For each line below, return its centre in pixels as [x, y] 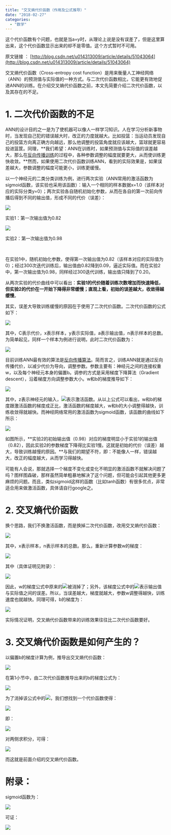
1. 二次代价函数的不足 [50, 114]
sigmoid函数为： [22, 797]
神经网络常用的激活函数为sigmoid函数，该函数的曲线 [100, 412]
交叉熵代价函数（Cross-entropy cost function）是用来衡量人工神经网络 [80, 73]
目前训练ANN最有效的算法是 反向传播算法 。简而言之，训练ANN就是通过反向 [84, 360]
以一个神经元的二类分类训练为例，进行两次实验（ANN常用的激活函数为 [79, 178]
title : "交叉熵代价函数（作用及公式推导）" [46, 10]
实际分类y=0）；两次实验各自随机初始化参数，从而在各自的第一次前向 [86, 191]
